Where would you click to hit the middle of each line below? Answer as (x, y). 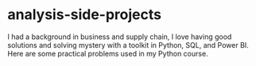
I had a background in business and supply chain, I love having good (120, 37)
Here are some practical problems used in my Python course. (108, 53)
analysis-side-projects (85, 15)
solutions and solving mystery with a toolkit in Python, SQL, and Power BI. (128, 45)
